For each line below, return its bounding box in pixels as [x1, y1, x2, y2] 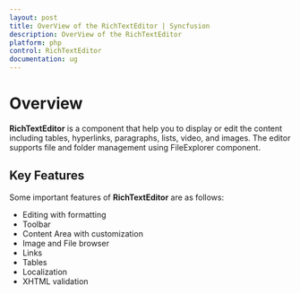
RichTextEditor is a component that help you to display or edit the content [9, 123, 283, 134]
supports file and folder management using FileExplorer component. [9, 142, 261, 152]
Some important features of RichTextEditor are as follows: [9, 192, 225, 203]
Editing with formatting [21, 209, 107, 220]
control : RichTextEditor [9, 47, 102, 56]
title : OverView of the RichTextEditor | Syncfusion [9, 22, 210, 30]
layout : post [9, 13, 58, 22]
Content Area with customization [21, 228, 143, 238]
